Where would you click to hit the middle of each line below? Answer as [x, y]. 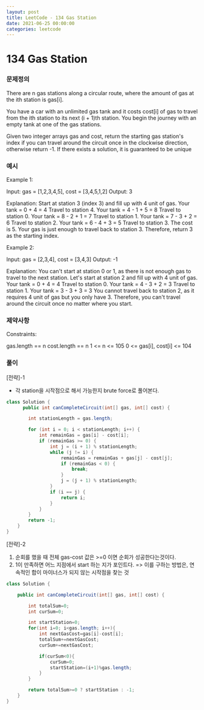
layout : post [23, 12]
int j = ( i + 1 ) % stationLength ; [93, 446]
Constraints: [22, 334]
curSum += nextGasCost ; [66, 645]
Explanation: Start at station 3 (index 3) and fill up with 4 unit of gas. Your [98, 203]
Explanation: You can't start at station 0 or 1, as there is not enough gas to [99, 271]
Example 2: [20, 248]
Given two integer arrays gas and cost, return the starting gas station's [95, 136]
